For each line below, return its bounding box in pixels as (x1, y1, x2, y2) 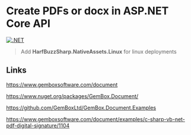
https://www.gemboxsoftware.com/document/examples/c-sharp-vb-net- (6, 115, 186, 123)
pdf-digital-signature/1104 (6, 122, 70, 129)
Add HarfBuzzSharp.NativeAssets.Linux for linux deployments (20, 48, 177, 55)
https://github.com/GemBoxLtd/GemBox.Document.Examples (6, 104, 156, 111)
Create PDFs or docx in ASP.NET (6, 4, 169, 18)
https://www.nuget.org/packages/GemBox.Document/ (6, 92, 139, 99)
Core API (6, 17, 50, 30)
